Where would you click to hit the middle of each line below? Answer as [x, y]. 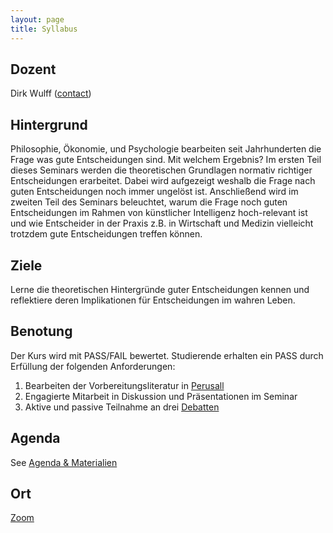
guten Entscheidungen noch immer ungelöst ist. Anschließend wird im [154, 192]
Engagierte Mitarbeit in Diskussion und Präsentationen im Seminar [161, 396]
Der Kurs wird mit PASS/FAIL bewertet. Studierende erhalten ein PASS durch [167, 355]
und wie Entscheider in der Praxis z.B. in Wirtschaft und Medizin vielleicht [162, 223]
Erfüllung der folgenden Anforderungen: [93, 366]
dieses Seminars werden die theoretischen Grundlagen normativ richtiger [161, 170]
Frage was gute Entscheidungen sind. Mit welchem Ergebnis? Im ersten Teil [166, 160]
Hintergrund [49, 124]
